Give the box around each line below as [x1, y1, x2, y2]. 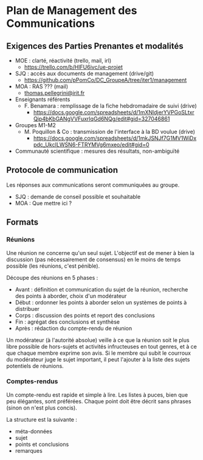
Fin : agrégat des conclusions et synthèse [15, 318, 120, 326]
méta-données [15, 427, 53, 435]
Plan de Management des [6, 4, 137, 18]
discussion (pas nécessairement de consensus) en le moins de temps [6, 256, 181, 263]
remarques [15, 447, 43, 454]
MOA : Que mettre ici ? [15, 199, 72, 207]
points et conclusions [15, 441, 69, 448]
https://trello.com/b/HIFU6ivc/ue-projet [24, 63, 123, 71]
